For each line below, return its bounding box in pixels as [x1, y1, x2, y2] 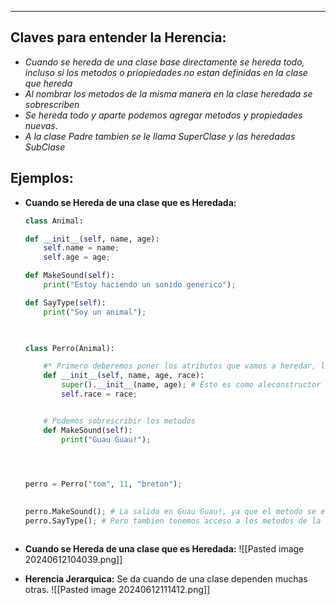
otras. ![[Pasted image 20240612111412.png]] [24, 583, 211, 595]
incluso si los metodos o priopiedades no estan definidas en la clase [24, 66, 308, 78]
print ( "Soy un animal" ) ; [43, 307, 147, 317]
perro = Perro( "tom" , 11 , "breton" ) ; [24, 479, 183, 490]
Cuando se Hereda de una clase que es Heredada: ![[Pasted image [24, 542, 305, 555]
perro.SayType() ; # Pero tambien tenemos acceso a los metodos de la [24, 516, 322, 526]
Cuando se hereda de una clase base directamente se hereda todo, [24, 56, 305, 68]
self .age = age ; [43, 252, 111, 263]
